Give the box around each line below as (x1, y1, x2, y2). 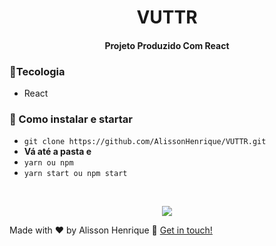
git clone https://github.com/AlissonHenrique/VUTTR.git (23, 137, 267, 147)
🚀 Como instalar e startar (9, 112, 133, 126)
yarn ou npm (23, 158, 74, 168)
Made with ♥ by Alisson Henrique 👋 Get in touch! (9, 224, 213, 236)
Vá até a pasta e (23, 146, 92, 158)
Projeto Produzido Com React (104, 39, 230, 51)
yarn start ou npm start (23, 169, 128, 179)
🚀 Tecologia (9, 64, 66, 78)
